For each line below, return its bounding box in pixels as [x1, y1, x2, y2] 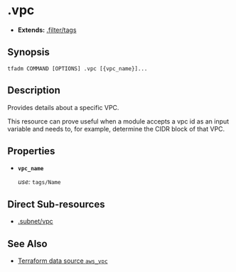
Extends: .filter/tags [17, 26, 77, 34]
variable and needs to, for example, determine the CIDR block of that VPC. [7, 124, 225, 133]
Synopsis [7, 46, 50, 58]
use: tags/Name [17, 178, 61, 186]
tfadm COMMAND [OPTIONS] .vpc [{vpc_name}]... [7, 65, 148, 72]
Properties [7, 145, 55, 157]
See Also [7, 237, 48, 250]
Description [7, 85, 60, 97]
